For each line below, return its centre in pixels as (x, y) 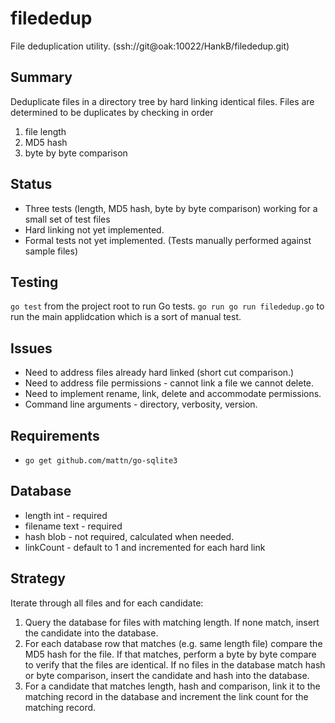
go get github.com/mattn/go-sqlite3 (101, 461)
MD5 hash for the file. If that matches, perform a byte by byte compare (170, 654)
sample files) (51, 251)
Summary (41, 77)
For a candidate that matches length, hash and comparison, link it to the (172, 686)
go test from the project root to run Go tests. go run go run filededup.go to (167, 306)
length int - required (66, 515)
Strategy (38, 578)
